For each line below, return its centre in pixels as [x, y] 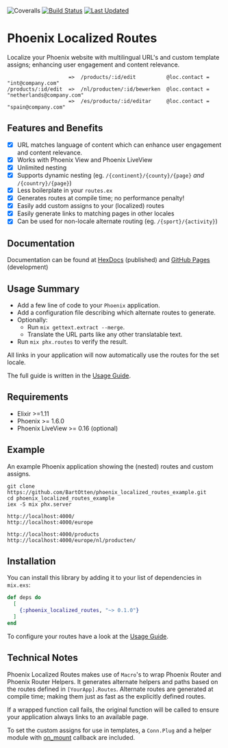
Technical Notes [43, 658]
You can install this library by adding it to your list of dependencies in [104, 578]
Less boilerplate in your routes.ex [65, 190]
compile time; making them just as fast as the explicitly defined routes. [106, 696]
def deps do [24, 598]
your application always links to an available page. [78, 716]
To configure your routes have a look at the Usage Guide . [88, 636]
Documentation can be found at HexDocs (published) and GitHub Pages [109, 260]
